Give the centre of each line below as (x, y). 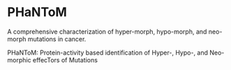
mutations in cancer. (57, 38)
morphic (19, 59)
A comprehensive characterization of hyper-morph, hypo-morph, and (107, 31)
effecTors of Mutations (65, 59)
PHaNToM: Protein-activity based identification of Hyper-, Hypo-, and (107, 52)
